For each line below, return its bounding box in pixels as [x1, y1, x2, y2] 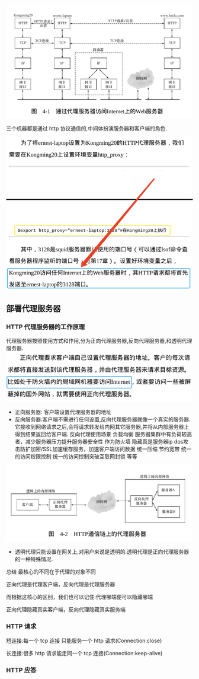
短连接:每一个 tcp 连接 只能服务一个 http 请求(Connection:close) [6, 637, 162, 644]
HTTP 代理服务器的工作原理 [6, 323, 85, 331]
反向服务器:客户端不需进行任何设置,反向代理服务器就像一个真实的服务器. [14, 416, 191, 423]
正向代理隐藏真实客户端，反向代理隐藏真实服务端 [6, 606, 126, 613]
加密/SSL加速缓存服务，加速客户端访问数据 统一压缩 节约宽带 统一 [30, 445, 192, 452]
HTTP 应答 [6, 666, 37, 674]
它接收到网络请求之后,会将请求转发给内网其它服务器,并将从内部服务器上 [14, 423, 190, 431]
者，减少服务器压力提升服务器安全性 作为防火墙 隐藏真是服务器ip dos [14, 438, 184, 445]
